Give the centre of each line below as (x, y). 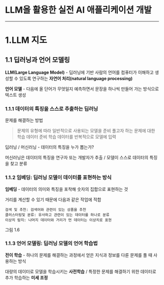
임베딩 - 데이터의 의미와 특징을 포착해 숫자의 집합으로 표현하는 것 (67, 189)
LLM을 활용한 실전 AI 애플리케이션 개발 (79, 10)
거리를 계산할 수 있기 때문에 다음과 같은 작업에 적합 (53, 199)
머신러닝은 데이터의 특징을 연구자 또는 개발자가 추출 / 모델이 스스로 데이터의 (77, 158)
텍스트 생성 (16, 95)
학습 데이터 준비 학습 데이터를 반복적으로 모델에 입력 (66, 137)
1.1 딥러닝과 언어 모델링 (38, 60)
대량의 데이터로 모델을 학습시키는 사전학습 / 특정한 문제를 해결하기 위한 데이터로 (81, 271)
